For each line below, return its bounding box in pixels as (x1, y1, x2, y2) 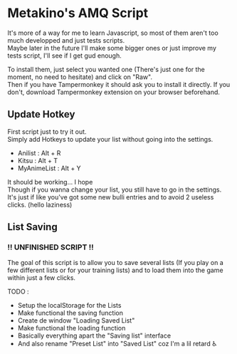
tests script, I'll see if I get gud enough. (7, 51, 122, 60)
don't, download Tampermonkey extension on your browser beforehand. (7, 88, 221, 96)
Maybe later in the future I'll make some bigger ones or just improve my (7, 43, 217, 52)
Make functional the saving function (17, 308, 123, 318)
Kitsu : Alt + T (17, 156, 58, 165)
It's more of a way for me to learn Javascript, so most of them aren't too (7, 28, 218, 37)
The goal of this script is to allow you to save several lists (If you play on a (7, 259, 223, 267)
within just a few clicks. (7, 274, 76, 282)
